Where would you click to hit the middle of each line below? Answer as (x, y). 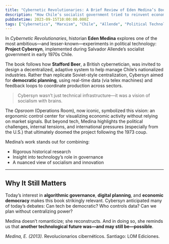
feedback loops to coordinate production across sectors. (64, 86)
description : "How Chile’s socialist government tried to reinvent (77, 15)
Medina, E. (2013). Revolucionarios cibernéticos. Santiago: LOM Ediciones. (82, 236)
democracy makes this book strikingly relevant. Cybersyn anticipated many (84, 201)
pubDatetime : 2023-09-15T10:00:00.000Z (47, 19)
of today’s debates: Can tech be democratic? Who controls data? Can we (81, 206)
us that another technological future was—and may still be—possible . (79, 227)
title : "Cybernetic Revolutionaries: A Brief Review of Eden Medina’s (81, 10)
